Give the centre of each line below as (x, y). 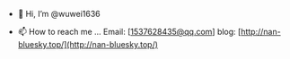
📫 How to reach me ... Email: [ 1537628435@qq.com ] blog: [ (129, 32)
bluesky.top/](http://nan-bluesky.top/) (88, 44)
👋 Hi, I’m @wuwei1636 (59, 14)
